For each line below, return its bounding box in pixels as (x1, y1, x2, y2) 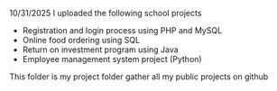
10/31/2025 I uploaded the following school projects (9, 8, 202, 18)
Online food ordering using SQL (22, 35, 141, 45)
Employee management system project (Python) (22, 54, 202, 64)
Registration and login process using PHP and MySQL (22, 25, 223, 35)
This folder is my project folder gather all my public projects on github (9, 71, 269, 82)
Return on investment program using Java (22, 44, 179, 55)
